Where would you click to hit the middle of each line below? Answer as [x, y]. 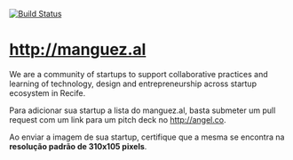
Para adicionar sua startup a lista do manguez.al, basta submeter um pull [143, 110]
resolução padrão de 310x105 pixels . [78, 146]
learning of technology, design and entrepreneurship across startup [133, 84]
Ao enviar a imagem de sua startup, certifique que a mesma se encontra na [147, 137]
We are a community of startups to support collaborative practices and [139, 74]
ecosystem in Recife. [48, 92]
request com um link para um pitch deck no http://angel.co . [118, 119]
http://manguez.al [78, 50]
